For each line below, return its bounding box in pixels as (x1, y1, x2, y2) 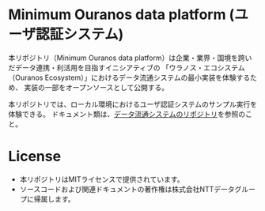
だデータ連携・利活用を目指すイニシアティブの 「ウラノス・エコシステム (8, 62, 245, 72)
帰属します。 (33, 194, 75, 204)
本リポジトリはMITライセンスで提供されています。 (19, 174, 184, 184)
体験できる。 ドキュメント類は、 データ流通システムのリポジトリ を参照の (8, 109, 246, 119)
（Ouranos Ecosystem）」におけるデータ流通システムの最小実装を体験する (8, 73, 251, 82)
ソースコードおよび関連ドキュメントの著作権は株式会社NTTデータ (19, 184, 235, 194)
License (8, 148, 62, 165)
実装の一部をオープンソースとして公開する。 (23, 82, 168, 92)
